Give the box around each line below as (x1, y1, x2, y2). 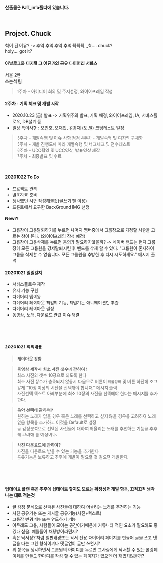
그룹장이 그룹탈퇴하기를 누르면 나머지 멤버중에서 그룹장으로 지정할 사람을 (12, 227, 150, 233)
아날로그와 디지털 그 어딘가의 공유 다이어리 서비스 (5, 60, 98, 66)
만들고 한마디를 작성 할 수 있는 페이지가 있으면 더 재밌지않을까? (25, 553, 145, 559)
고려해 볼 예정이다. (22, 432, 57, 437)
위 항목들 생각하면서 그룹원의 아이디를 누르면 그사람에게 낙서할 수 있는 (12, 546, 145, 552)
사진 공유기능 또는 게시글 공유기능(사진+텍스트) (12, 510, 102, 516)
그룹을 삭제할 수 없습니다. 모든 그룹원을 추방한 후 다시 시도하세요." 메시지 (12, 252, 150, 258)
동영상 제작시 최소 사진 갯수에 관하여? (17, 366, 88, 372)
